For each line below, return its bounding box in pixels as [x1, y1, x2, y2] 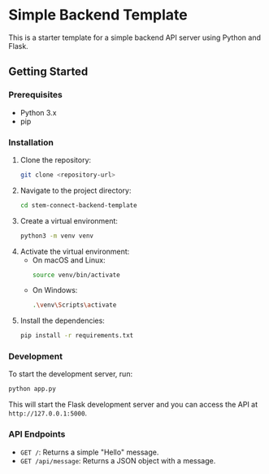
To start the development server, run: [8, 369, 132, 379]
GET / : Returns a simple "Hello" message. [20, 447, 159, 457]
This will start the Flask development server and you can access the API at [8, 400, 258, 410]
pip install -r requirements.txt [20, 332, 134, 340]
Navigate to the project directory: [20, 185, 132, 195]
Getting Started [8, 65, 89, 79]
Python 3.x [20, 107, 57, 117]
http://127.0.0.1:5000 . [8, 408, 88, 418]
